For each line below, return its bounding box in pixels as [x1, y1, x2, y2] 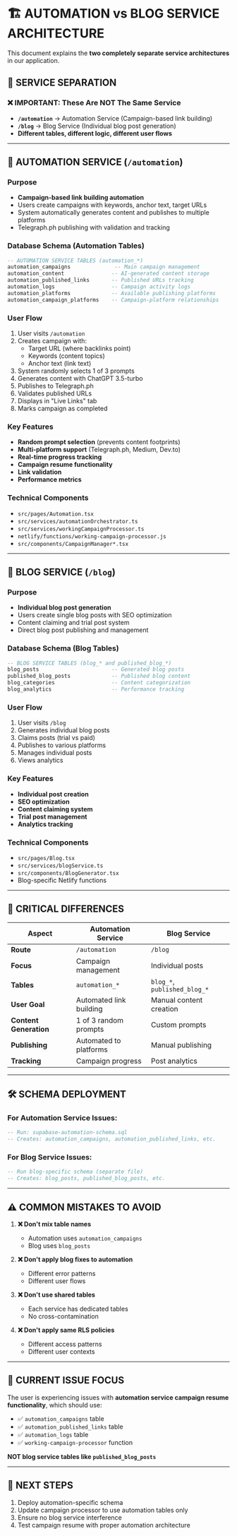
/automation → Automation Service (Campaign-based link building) [17, 114, 213, 122]
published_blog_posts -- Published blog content [7, 672, 191, 680]
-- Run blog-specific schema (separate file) [7, 1168, 143, 1176]
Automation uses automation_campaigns [28, 1234, 142, 1242]
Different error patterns [28, 1269, 96, 1278]
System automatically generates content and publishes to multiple [17, 208, 209, 217]
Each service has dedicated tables [28, 1304, 128, 1313]
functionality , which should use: [7, 1400, 102, 1409]
